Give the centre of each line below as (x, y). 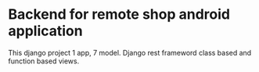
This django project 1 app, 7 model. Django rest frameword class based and (130, 52)
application (46, 31)
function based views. (44, 61)
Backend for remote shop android (119, 14)
